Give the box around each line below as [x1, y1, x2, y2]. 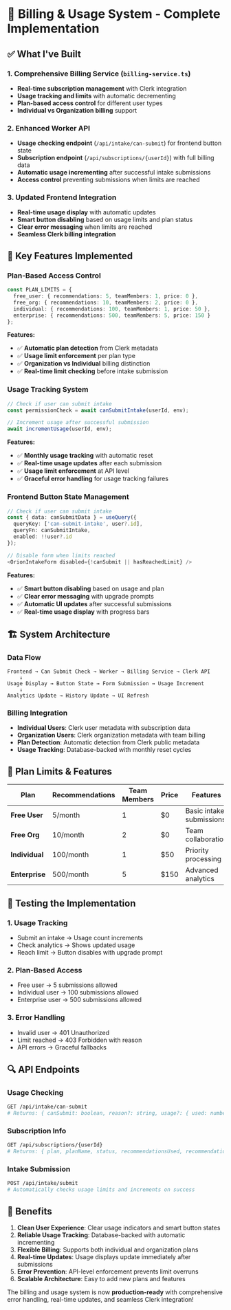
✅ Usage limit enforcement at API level [16, 467, 129, 475]
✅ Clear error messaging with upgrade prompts [16, 592, 155, 600]
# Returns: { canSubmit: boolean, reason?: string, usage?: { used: [7, 1110, 208, 1117]
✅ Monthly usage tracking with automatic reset [16, 452, 153, 460]
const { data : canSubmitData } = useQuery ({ [7, 514, 137, 521]
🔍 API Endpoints [7, 1063, 80, 1075]
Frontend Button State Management [7, 492, 129, 502]
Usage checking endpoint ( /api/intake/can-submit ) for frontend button [16, 139, 222, 147]
